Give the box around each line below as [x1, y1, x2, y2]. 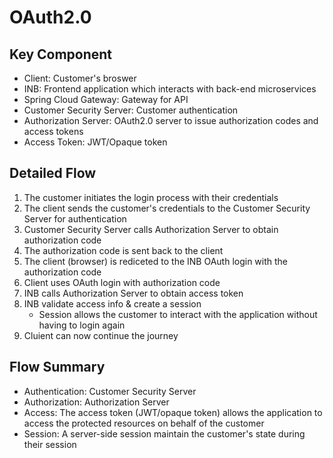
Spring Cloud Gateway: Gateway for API [23, 94, 189, 105]
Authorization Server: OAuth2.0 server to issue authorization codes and [23, 115, 319, 126]
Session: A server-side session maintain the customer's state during [23, 427, 306, 440]
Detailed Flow [9, 165, 97, 182]
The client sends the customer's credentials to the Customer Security [23, 202, 311, 214]
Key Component [9, 46, 113, 63]
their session [23, 438, 77, 450]
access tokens [23, 126, 84, 137]
